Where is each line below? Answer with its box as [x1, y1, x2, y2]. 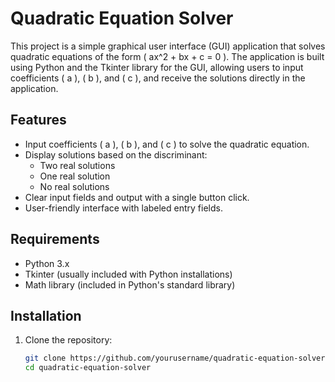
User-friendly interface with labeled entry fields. [24, 202, 223, 214]
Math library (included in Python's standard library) [24, 278, 236, 291]
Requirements [10, 231, 100, 248]
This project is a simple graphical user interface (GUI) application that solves [10, 40, 326, 52]
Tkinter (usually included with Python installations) [24, 268, 233, 280]
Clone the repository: [24, 334, 113, 346]
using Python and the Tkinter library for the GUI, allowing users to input [10, 61, 304, 73]
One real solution [39, 170, 111, 182]
